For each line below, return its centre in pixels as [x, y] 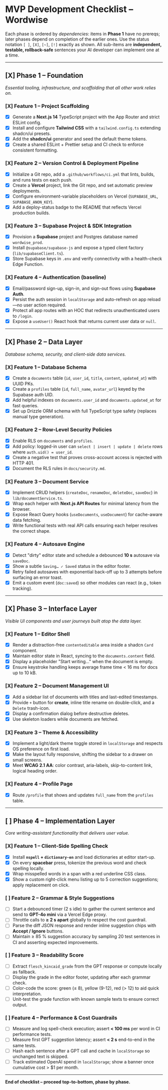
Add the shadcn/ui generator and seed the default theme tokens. [80, 139]
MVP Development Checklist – [69, 9]
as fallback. [24, 972]
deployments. [26, 191]
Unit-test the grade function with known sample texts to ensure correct [85, 999]
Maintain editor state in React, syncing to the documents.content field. [84, 656]
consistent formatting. [35, 150]
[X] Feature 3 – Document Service [47, 482]
